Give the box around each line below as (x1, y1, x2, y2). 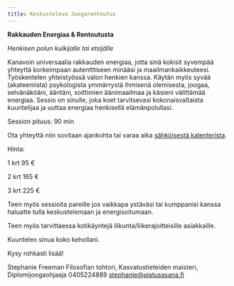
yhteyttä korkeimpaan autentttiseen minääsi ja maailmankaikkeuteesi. (7, 65, 211, 73)
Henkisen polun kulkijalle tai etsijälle (7, 44, 114, 52)
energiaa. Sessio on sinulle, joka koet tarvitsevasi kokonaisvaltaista (7, 96, 204, 104)
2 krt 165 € (7, 172, 39, 180)
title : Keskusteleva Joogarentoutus (7, 10, 116, 18)
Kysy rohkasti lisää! (7, 249, 64, 257)
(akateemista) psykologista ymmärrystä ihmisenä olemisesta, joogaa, (7, 80, 210, 89)
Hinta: (7, 144, 25, 153)
